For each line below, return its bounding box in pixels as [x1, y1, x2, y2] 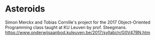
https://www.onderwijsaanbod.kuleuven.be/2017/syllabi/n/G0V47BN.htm [5, 29, 150, 35]
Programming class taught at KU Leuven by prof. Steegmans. [5, 24, 127, 30]
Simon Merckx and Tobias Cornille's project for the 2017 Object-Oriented [5, 19, 151, 25]
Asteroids [5, 3, 45, 14]
